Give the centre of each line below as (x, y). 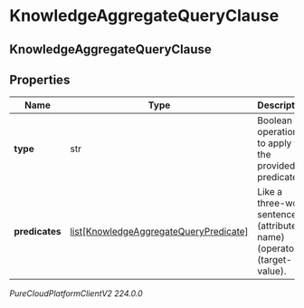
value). (272, 271)
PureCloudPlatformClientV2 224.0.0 (76, 294)
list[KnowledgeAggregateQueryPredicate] (159, 232)
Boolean (275, 120)
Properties (40, 79)
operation (278, 132)
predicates (38, 232)
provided (276, 166)
